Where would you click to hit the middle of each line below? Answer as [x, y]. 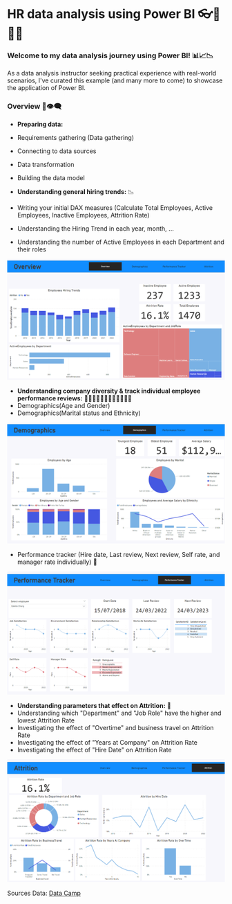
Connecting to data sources [57, 151]
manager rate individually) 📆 [57, 562]
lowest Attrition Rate [46, 720]
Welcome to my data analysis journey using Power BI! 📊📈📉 [110, 55]
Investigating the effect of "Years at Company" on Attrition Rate [107, 743]
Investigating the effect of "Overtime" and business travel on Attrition [115, 728]
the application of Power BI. [47, 88]
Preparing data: [40, 124]
